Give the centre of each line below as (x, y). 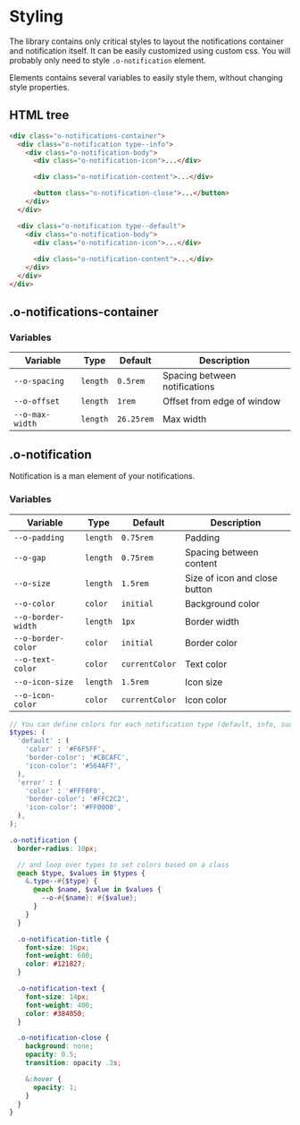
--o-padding (39, 537)
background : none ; (59, 1046)
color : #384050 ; (56, 1013)
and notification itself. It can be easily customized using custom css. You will (150, 50)
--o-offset (37, 401)
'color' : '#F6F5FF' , (65, 749)
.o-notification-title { (63, 939)
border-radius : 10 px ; (58, 848)
